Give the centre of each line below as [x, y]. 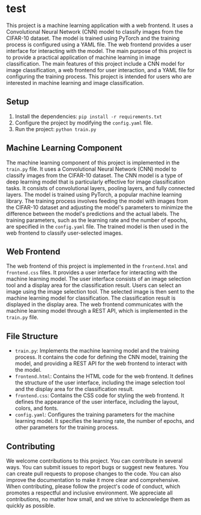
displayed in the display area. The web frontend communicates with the [94, 304]
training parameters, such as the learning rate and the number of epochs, [97, 220]
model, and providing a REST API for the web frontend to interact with [101, 363]
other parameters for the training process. [67, 427]
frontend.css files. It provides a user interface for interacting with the [92, 273]
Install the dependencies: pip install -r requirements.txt [88, 116]
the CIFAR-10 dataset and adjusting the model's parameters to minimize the [100, 207]
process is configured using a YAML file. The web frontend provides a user [99, 45]
